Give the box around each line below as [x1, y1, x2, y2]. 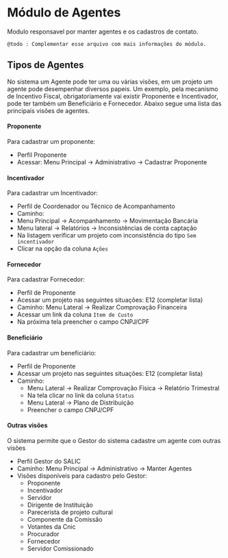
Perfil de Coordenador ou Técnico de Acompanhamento [16, 202, 176, 210]
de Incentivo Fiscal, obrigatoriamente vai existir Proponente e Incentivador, [7, 92, 219, 100]
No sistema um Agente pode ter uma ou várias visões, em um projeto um [7, 77, 213, 86]
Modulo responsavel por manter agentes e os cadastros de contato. [7, 27, 199, 36]
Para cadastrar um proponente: [7, 137, 96, 145]
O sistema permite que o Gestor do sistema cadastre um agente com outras [7, 436, 221, 444]
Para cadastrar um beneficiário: [7, 348, 97, 357]
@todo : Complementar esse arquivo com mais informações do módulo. [7, 40, 207, 47]
